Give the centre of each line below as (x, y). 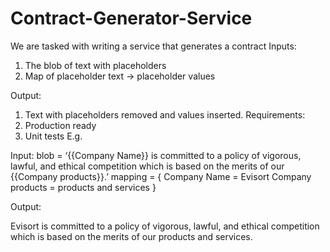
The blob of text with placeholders (95, 65)
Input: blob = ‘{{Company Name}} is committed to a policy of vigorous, (156, 155)
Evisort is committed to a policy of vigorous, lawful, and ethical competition (165, 226)
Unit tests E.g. (53, 136)
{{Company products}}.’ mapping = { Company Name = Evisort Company (161, 176)
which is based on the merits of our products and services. (131, 236)
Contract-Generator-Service (131, 18)
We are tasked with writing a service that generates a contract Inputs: (153, 46)
